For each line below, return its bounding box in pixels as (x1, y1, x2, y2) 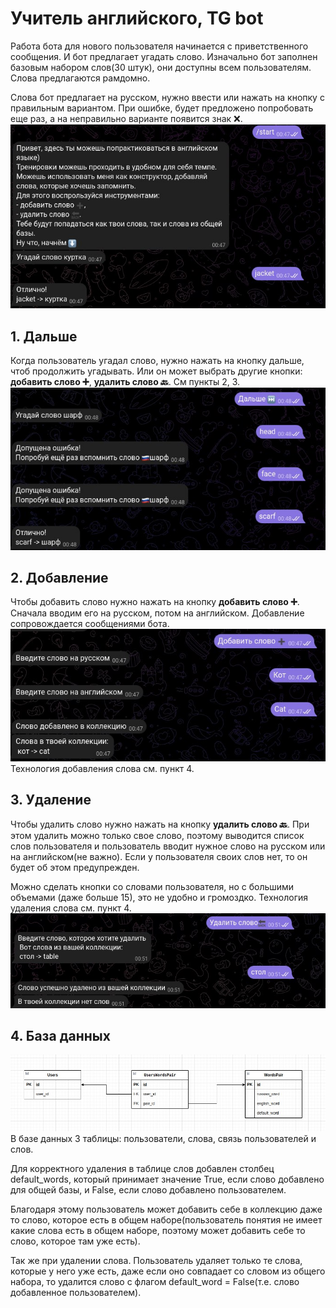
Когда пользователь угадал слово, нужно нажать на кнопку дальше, (10, 354, 305, 366)
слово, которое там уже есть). (10, 1235, 141, 1247)
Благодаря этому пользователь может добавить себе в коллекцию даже (10, 1203, 323, 1216)
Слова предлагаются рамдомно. (10, 72, 151, 84)
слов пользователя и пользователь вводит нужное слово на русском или (10, 840, 326, 852)
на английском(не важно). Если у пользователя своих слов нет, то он (10, 850, 308, 862)
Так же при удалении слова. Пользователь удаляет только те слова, (10, 1255, 303, 1267)
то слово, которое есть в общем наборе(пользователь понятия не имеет (10, 1214, 323, 1226)
